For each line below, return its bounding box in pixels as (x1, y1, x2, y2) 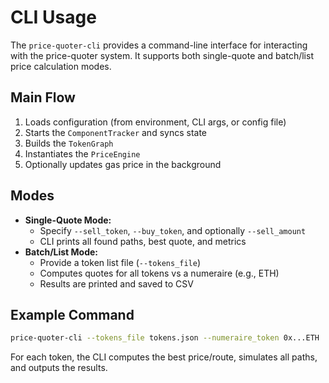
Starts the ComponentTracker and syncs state (24, 126, 208, 138)
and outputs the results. (10, 362, 108, 374)
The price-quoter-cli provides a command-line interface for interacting (10, 39, 308, 51)
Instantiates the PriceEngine (24, 147, 141, 160)
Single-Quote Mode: (24, 214, 112, 226)
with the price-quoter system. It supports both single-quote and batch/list (10, 49, 314, 61)
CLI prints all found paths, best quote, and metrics (39, 235, 247, 247)
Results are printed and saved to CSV (39, 277, 194, 290)
